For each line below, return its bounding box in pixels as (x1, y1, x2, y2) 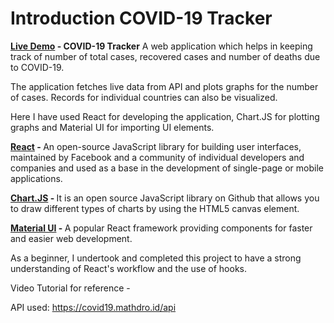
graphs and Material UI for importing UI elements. (10, 121, 215, 133)
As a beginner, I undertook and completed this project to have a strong (10, 252, 302, 264)
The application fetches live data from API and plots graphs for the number (10, 80, 319, 92)
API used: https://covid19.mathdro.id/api (10, 301, 177, 313)
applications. (10, 172, 63, 184)
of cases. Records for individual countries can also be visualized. (10, 91, 278, 103)
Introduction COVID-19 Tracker (10, 7, 273, 30)
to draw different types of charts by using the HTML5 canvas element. (10, 202, 300, 214)
